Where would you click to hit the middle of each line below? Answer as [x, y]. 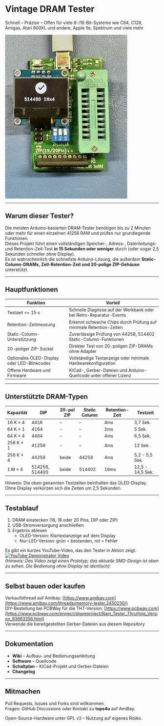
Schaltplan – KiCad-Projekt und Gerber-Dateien [60, 666]
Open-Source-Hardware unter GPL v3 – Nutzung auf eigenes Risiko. [74, 718]
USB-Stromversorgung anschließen [48, 525]
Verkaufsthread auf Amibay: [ [35, 598]
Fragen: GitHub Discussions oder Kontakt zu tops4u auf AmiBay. [70, 708]
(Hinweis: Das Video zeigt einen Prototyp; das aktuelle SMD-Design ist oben [82, 561]
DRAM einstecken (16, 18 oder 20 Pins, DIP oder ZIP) [65, 520]
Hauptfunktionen [31, 290]
